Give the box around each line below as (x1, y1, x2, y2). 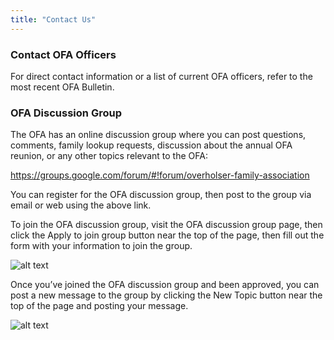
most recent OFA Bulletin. (10, 81, 115, 93)
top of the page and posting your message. (10, 300, 189, 312)
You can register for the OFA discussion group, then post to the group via (10, 189, 312, 201)
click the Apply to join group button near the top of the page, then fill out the (10, 229, 325, 241)
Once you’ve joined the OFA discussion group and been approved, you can (10, 279, 320, 291)
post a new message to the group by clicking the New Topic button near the (10, 289, 323, 301)
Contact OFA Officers (10, 47, 117, 61)
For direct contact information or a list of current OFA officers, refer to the (10, 70, 313, 82)
